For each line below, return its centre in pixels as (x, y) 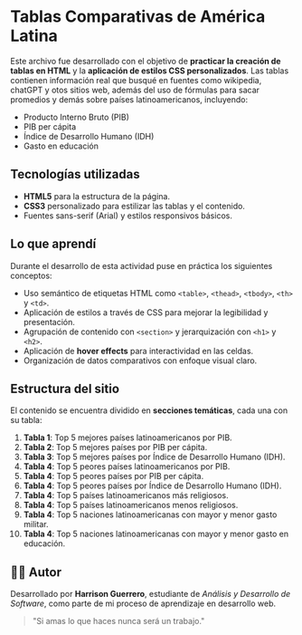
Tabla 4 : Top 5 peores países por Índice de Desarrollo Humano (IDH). (152, 486)
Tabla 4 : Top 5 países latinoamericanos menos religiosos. (131, 505)
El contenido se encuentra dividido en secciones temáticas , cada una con (149, 410)
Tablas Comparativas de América (138, 17)
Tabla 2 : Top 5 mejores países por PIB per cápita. (115, 447)
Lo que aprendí (53, 244)
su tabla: (26, 420)
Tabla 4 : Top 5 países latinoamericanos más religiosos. (126, 495)
